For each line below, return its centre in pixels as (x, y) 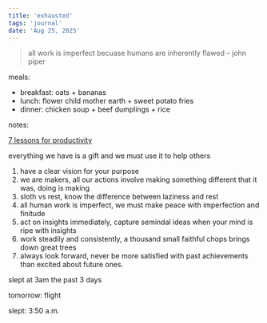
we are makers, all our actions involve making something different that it (138, 179)
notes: (19, 125)
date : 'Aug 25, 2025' (44, 30)
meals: (19, 77)
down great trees (48, 247)
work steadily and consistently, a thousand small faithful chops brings (135, 239)
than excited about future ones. (72, 265)
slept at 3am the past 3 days (55, 280)
